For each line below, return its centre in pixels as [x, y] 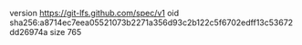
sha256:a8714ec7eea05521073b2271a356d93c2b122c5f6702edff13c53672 [151, 22]
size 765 [66, 32]
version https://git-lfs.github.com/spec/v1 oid [94, 13]
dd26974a [29, 32]
